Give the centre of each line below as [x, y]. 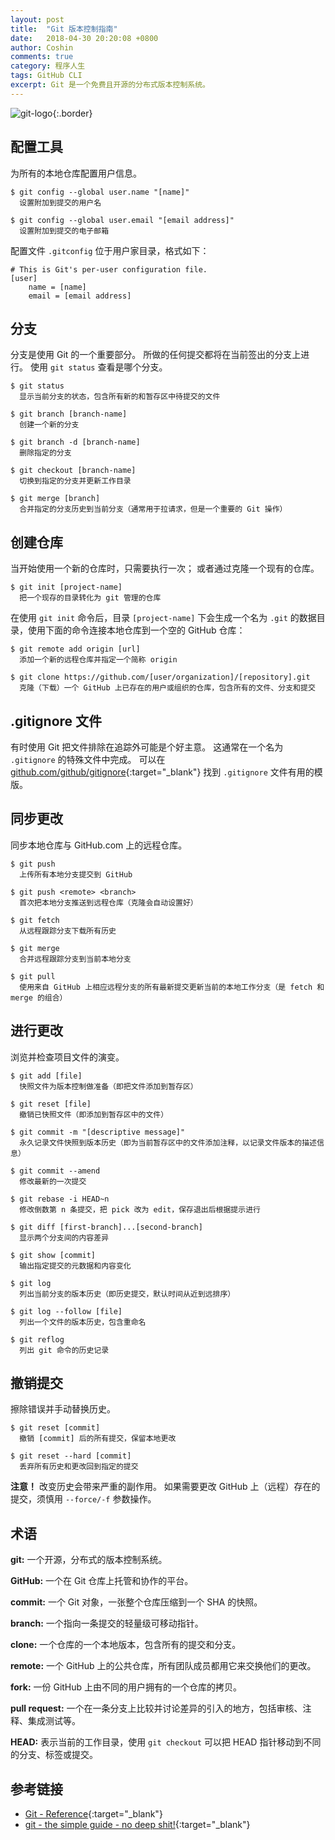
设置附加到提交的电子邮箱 [64, 231]
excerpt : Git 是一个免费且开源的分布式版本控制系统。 [110, 85]
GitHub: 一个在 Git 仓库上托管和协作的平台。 [102, 1581]
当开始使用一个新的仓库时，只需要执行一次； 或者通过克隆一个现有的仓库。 [165, 568]
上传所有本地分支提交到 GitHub [76, 874]
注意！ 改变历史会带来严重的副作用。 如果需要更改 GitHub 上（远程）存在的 [165, 1487]
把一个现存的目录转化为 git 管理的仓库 [90, 598]
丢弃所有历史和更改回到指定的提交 [79, 1467]
